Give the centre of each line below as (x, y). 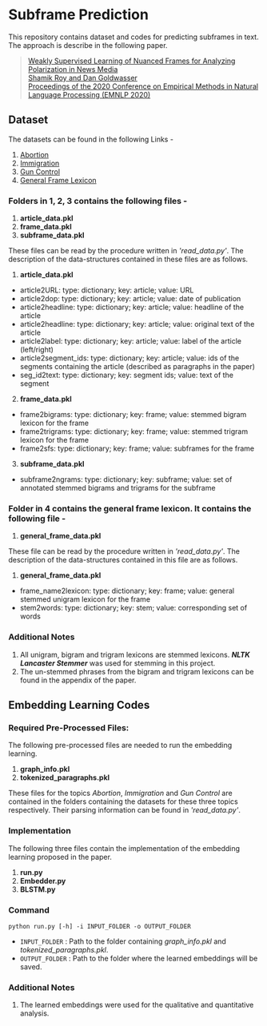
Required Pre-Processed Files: (69, 727)
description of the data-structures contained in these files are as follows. (128, 259)
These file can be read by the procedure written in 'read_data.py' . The (124, 551)
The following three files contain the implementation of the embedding (124, 848)
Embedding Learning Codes (79, 705)
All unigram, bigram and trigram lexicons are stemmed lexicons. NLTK (135, 654)
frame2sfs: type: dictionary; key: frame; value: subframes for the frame (137, 448)
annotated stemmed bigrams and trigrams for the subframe (118, 488)
